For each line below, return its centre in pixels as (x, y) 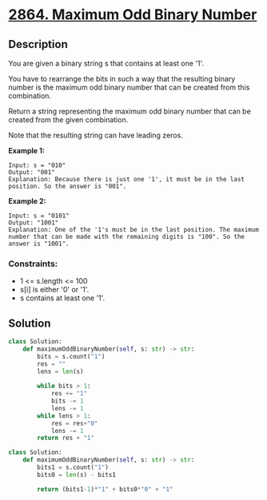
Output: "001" (32, 173)
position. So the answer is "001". (68, 186)
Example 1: (27, 151)
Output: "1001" (34, 223)
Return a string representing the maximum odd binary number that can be (130, 111)
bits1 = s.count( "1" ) (73, 468)
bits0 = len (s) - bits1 (76, 474)
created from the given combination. (68, 120)
